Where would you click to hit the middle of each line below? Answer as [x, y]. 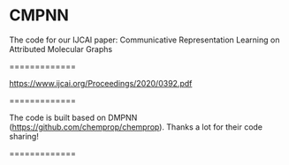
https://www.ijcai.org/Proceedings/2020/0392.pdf [101, 83]
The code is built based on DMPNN [73, 117]
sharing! [24, 136]
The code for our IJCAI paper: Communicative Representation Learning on [144, 40]
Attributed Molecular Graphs [61, 49]
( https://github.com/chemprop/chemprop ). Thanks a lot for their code [136, 127]
